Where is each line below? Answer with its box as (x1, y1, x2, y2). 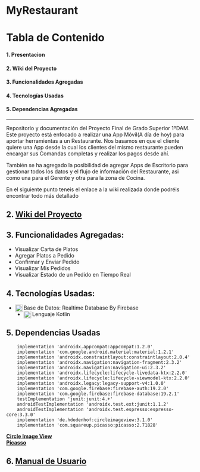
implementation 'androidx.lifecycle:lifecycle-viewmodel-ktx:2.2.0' (17, 375, 190, 381)
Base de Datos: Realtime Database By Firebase (23, 304, 139, 311)
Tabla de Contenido (6, 31, 105, 45)
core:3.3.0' (6, 412, 36, 418)
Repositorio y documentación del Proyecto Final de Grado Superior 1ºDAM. (6, 124, 190, 131)
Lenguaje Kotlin (32, 310, 70, 317)
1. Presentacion (6, 51, 45, 58)
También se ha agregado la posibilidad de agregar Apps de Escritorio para (6, 161, 189, 168)
